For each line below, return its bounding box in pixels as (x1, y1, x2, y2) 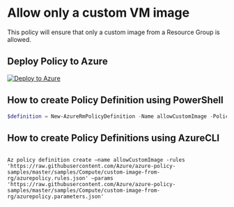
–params (91, 175, 114, 182)
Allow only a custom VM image (7, 5, 190, 21)
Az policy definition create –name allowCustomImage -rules (7, 157, 186, 164)
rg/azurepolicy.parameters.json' (7, 193, 104, 200)
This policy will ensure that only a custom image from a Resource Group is (7, 28, 221, 36)
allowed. (7, 35, 31, 43)
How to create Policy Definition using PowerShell (7, 94, 224, 106)
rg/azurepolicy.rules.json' (7, 175, 89, 182)
